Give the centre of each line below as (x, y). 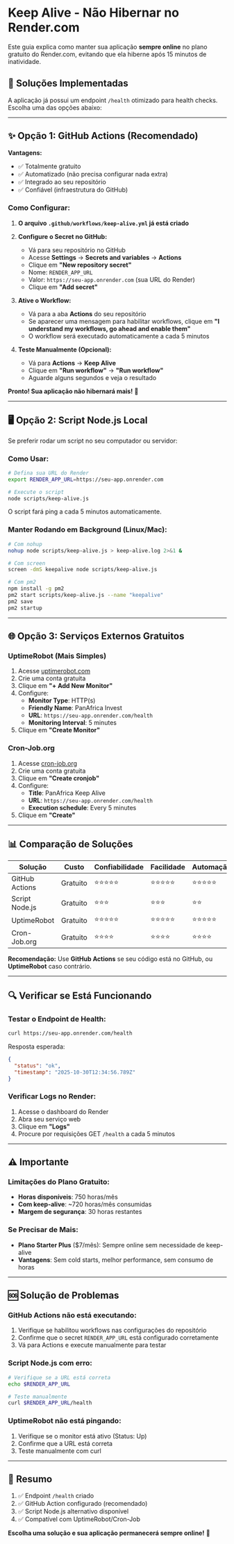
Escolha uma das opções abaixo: (55, 107)
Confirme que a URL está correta (65, 1443)
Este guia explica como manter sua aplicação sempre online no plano (108, 47)
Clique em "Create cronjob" (59, 778)
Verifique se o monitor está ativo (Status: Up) (82, 1436)
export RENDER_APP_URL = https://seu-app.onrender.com (86, 479)
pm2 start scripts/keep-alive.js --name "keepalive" (86, 596)
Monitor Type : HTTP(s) (62, 700)
